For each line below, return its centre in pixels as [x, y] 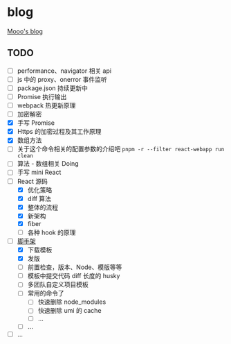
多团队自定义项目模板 [58, 284]
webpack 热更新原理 [46, 105]
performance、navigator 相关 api [64, 71]
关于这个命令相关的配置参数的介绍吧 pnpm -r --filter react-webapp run [121, 149]
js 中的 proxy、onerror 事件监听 [62, 79]
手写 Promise [36, 123]
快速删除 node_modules [72, 302]
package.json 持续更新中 [53, 88]
